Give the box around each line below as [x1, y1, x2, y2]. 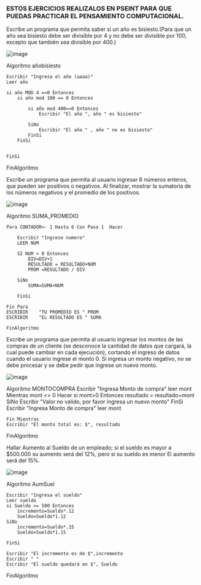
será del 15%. [6, 457, 41, 464]
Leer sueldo [6, 498, 36, 504]
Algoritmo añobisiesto [6, 62, 61, 69]
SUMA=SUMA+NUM [28, 282, 64, 289]
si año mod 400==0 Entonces [28, 106, 99, 112]
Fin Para [6, 304, 28, 310]
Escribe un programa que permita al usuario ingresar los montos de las [6, 336, 183, 343]
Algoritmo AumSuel [6, 481, 55, 488]
